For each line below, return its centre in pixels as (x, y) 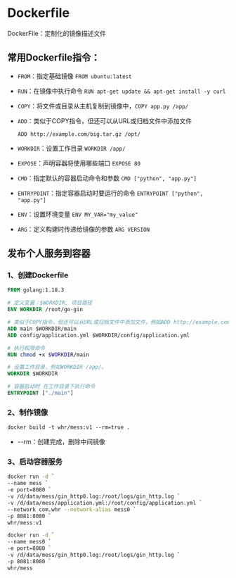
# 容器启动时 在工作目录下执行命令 (51, 387)
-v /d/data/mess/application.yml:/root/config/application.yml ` (105, 503)
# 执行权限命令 (26, 348)
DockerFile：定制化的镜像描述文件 (57, 33)
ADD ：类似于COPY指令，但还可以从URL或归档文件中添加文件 (104, 120)
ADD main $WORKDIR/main (42, 329)
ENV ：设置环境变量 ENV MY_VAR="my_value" (78, 214)
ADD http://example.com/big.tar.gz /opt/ (79, 134)
